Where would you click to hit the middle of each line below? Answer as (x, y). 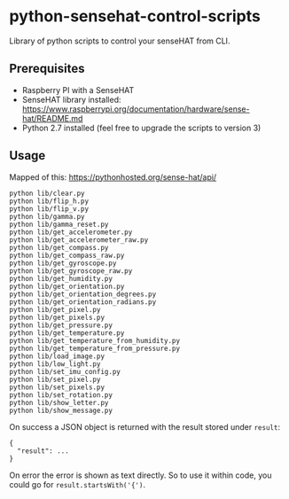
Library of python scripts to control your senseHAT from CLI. (120, 41)
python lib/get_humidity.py (61, 278)
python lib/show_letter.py (59, 402)
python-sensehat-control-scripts (135, 16)
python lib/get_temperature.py (67, 333)
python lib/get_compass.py (59, 247)
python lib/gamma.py (47, 216)
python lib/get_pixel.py (55, 309)
